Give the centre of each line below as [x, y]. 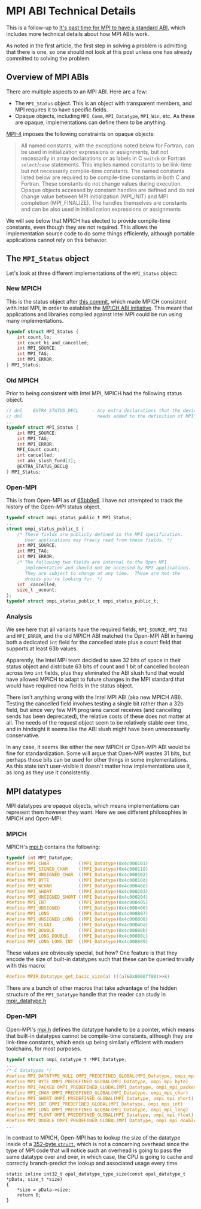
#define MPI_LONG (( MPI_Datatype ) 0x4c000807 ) [77, 914]
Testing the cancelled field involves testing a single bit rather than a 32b [95, 704]
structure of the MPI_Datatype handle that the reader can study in [86, 995]
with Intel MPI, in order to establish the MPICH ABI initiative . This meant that [100, 308]
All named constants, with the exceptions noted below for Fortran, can [107, 146]
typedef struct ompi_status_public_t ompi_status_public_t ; [83, 601]
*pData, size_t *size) [34, 1180]
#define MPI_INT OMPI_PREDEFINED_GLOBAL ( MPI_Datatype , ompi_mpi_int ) [95, 1104]
